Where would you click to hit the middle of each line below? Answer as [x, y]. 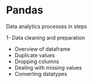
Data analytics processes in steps [47, 26]
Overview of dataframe [42, 49]
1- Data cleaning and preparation [46, 37]
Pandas [25, 10]
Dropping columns [37, 61]
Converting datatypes [41, 74]
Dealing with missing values [48, 67]
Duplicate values [35, 55]
